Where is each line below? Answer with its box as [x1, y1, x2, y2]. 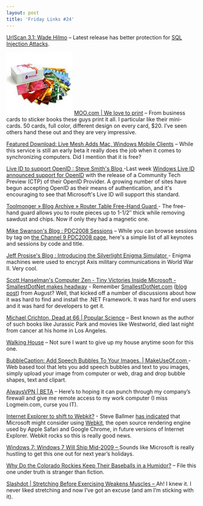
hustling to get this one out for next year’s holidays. [6, 450, 135, 457]
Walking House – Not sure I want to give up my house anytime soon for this [6, 339, 194, 346]
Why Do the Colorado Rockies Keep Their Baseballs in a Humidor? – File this [6, 462, 197, 469]
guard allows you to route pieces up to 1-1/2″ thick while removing [20, 209, 185, 216]
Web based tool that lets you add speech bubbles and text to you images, [6, 363, 190, 370]
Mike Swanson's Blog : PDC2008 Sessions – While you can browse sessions [6, 227, 198, 234]
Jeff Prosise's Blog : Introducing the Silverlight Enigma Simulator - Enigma [6, 252, 191, 259]
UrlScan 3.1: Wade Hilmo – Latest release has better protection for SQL [6, 33, 182, 41]
